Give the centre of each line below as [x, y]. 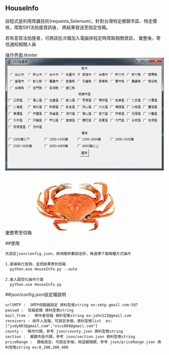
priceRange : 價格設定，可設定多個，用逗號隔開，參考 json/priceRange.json [80, 342]
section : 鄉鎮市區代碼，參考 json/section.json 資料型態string [70, 337]
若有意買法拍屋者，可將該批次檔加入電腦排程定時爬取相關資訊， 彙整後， [81, 38]
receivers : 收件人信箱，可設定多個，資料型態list [53, 321]
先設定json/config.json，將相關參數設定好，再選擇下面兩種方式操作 [68, 254]
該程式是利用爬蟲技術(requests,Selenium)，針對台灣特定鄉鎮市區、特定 [79, 21]
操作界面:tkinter [21, 55]
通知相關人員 [23, 44]
